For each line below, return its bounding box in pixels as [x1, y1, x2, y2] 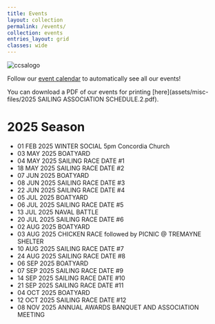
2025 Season [7, 119, 85, 135]
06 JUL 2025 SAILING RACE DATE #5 [17, 201, 124, 209]
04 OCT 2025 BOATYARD [17, 288, 91, 296]
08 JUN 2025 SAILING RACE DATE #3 [17, 179, 125, 187]
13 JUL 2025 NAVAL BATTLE [17, 207, 99, 216]
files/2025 [7, 95, 37, 103]
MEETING [17, 310, 45, 318]
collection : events [7, 29, 63, 37]
